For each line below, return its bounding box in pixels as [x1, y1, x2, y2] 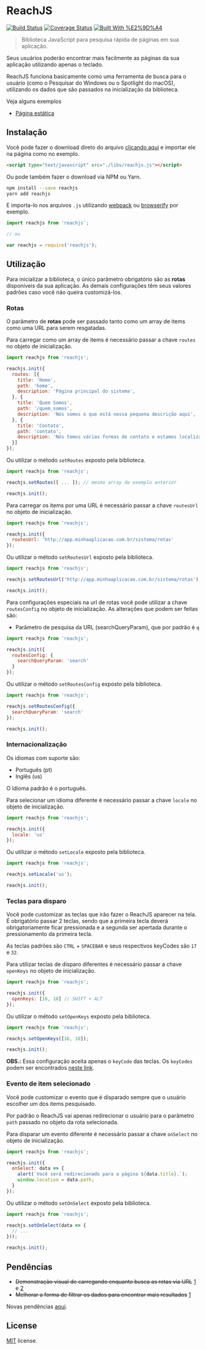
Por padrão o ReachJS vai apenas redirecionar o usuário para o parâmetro [6, 1111, 194, 1119]
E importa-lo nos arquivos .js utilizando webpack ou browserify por [6, 202, 179, 209]
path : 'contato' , [17, 428, 62, 434]
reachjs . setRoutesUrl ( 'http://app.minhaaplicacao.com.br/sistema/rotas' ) [6, 577, 199, 583]
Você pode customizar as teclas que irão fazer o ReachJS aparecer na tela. [6, 911, 197, 918]
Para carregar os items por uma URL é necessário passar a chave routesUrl [6, 501, 199, 509]
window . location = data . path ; [17, 1177, 95, 1183]
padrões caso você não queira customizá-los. [6, 288, 123, 296]
